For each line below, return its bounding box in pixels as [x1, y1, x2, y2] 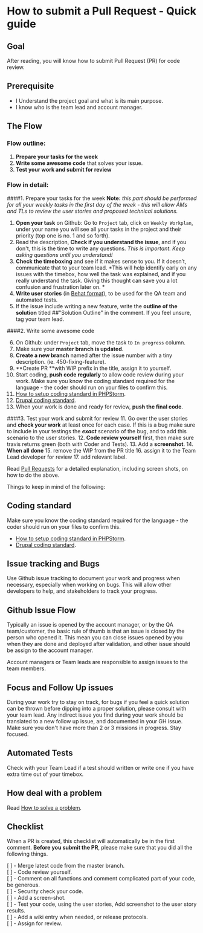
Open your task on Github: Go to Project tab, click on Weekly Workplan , [15, 219, 193, 226]
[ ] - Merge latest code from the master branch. [7, 862, 125, 870]
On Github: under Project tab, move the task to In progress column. [15, 338, 186, 346]
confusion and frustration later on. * [15, 283, 105, 291]
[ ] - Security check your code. [7, 888, 84, 895]
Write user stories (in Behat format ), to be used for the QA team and [15, 289, 187, 297]
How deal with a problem [7, 788, 102, 798]
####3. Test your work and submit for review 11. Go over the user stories [7, 415, 188, 422]
